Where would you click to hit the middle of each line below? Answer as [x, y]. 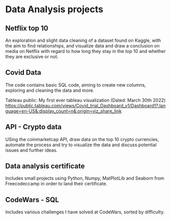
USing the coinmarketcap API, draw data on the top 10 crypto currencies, [82, 139]
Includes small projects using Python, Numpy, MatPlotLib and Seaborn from [85, 178]
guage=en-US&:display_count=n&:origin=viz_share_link [64, 111]
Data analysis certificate [45, 166]
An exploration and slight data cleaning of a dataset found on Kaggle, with [83, 40]
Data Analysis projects [54, 9]
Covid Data [23, 73]
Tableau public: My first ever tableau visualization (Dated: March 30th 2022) [86, 100]
